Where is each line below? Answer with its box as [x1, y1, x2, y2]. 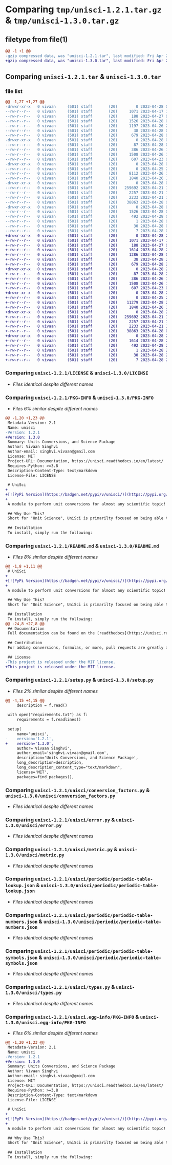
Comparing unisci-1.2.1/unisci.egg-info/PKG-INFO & [5, 1013, 139, 1020]
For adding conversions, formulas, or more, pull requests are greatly [7, 645, 164, 650]
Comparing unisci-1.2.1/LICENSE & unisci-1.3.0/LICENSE [5, 369, 148, 377]
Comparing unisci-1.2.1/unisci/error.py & [5, 816, 115, 823]
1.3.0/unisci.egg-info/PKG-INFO [5, 1020, 86, 1025]
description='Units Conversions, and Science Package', [16, 755, 139, 761]
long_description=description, [16, 760, 83, 765]
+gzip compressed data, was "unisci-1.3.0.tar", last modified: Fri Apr [5, 58, 164, 63]
